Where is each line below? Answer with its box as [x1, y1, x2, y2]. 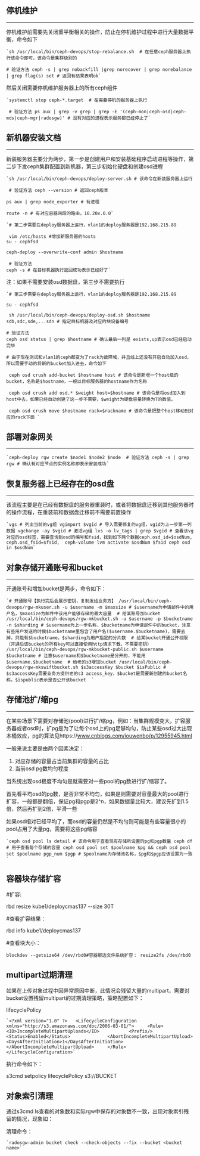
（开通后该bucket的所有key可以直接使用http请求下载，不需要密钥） [6, 641, 152, 647]
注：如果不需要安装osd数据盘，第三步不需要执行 [6, 278, 125, 285]
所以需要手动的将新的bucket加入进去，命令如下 [6, 360, 107, 367]
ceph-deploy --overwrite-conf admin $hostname [6, 249, 124, 255]
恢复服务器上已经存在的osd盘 [6, 479, 114, 489]
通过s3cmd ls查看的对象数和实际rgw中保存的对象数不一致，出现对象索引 [6, 1108, 184, 1115]
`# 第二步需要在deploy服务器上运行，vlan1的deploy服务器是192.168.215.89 [6, 222, 177, 228]
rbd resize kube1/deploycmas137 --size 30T [6, 903, 114, 910]
